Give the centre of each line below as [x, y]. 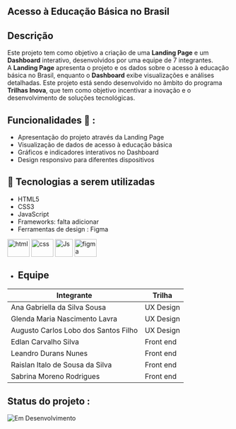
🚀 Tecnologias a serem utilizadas [81, 182]
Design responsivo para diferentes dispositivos [86, 160]
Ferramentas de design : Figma [63, 229]
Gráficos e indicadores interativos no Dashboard [88, 152]
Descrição [30, 36]
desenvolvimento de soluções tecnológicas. [71, 98]
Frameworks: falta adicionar [58, 222]
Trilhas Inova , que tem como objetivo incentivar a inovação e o [99, 91]
